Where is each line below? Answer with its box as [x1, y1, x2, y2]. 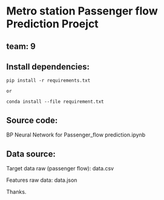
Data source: [6, 149, 56, 159]
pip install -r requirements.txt [6, 77, 91, 84]
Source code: [6, 115, 58, 125]
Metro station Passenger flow [6, 4, 159, 18]
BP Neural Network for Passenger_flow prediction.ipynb [6, 131, 146, 138]
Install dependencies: [6, 62, 90, 72]
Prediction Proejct [6, 17, 99, 31]
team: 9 [6, 41, 36, 51]
